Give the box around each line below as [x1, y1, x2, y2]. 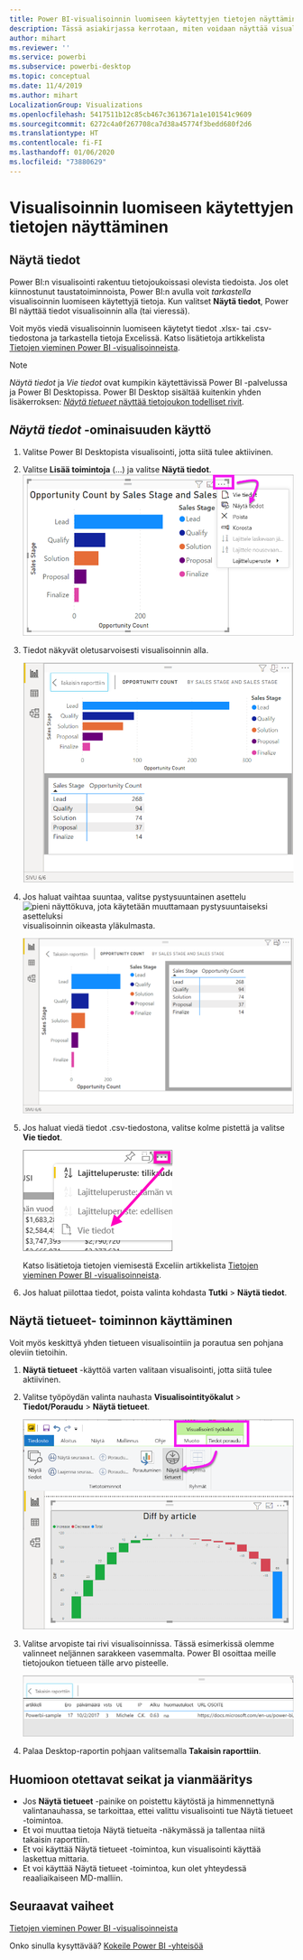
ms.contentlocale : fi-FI [9, 138, 103, 148]
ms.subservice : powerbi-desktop [9, 62, 131, 71]
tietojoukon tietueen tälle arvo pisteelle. [22, 1657, 170, 1668]
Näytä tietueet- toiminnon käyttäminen [9, 1313, 233, 1329]
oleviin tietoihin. [9, 1347, 68, 1358]
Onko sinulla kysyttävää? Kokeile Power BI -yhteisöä [9, 1940, 204, 1951]
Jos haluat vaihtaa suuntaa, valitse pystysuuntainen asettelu [22, 891, 246, 902]
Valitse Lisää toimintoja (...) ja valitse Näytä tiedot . [22, 463, 212, 474]
